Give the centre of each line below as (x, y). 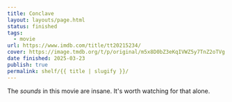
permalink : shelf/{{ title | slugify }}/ (68, 71)
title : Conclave (31, 13)
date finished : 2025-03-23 (46, 59)
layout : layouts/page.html (46, 20)
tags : (15, 33)
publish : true (28, 65)
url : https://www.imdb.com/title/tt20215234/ (74, 45)
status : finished (32, 26)
